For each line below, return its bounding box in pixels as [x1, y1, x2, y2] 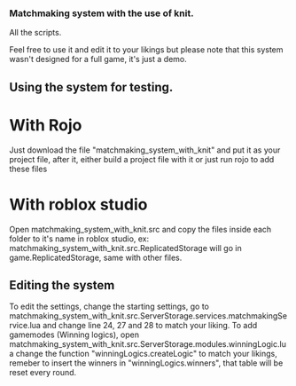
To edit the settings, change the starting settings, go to [9, 301, 210, 312]
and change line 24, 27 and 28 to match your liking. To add [43, 320, 258, 331]
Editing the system [9, 278, 115, 293]
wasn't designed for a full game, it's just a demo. [9, 54, 188, 65]
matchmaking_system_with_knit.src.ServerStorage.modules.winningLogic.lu [9, 339, 286, 350]
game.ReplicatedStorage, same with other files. [9, 252, 183, 263]
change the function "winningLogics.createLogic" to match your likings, [15, 349, 277, 359]
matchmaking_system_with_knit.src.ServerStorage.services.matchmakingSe [9, 311, 288, 321]
